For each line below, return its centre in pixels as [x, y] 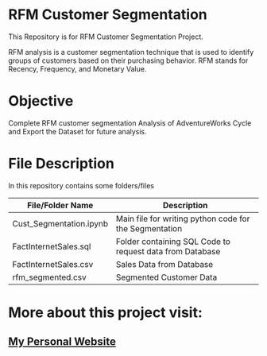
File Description [62, 164]
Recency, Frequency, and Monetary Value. [77, 68]
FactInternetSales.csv [53, 264]
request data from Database [168, 251]
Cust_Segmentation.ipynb [60, 223]
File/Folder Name [60, 205]
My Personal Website [62, 342]
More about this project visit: [105, 312]
